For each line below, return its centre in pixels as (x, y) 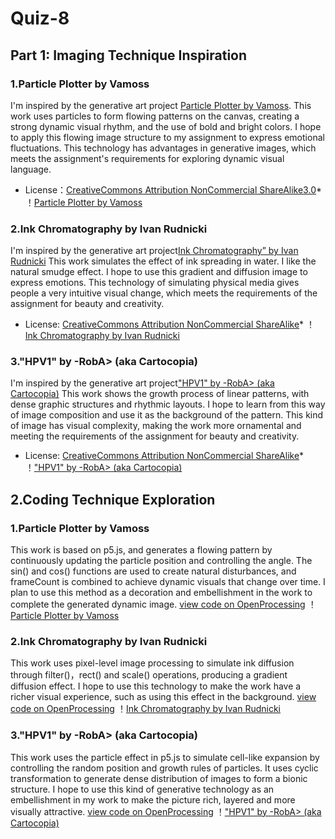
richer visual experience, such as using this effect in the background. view (163, 697)
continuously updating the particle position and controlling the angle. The (161, 561)
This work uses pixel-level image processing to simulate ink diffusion (152, 663)
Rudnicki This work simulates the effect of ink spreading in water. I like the (163, 261)
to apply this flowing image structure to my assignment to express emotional (167, 137)
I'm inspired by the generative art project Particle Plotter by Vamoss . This (161, 105)
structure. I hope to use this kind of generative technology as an (142, 789)
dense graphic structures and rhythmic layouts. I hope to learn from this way (168, 404)
